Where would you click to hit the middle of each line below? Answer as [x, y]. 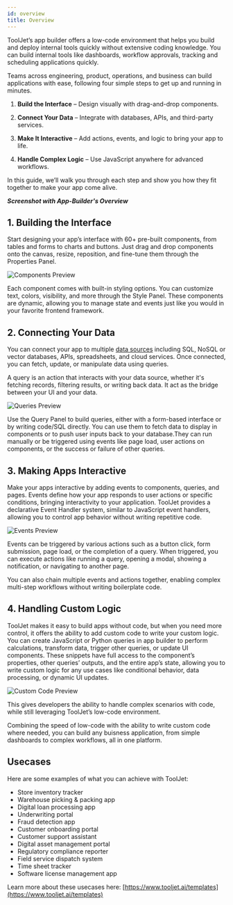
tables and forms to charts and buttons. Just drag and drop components [110, 247]
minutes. [20, 90]
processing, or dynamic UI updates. [58, 677]
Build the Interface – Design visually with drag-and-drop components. [118, 104]
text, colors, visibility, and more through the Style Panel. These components [115, 296]
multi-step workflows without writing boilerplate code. [85, 587]
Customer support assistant [57, 836]
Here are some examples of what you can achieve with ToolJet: [98, 778]
